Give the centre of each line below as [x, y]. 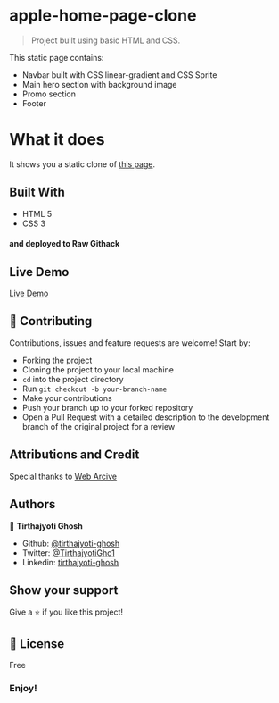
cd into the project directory [73, 379]
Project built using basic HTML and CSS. [106, 40]
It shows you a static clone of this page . [82, 164]
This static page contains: [57, 57]
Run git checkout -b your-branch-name [94, 389]
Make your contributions [67, 398]
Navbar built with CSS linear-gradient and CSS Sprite [119, 75]
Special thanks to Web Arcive [63, 476]
